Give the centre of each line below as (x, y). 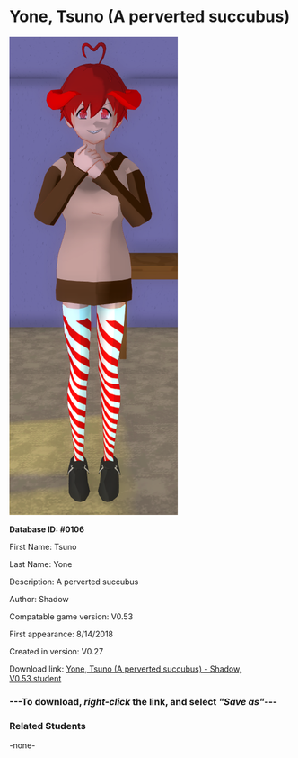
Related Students (48, 726)
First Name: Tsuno (43, 546)
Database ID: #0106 (47, 529)
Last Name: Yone (41, 564)
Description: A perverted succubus (74, 582)
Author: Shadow (39, 599)
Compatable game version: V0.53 (71, 616)
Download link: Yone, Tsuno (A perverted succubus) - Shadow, (126, 669)
